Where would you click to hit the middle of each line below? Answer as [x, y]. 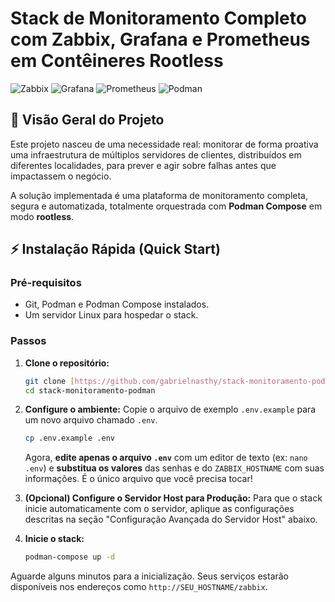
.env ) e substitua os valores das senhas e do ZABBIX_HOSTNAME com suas [174, 468]
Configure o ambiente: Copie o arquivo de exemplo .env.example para [170, 409]
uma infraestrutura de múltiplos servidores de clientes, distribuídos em [156, 154]
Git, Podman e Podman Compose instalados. [117, 304]
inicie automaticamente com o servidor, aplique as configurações [159, 509]
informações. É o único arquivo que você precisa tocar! [138, 479]
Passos [28, 341]
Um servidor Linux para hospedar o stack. [111, 315]
